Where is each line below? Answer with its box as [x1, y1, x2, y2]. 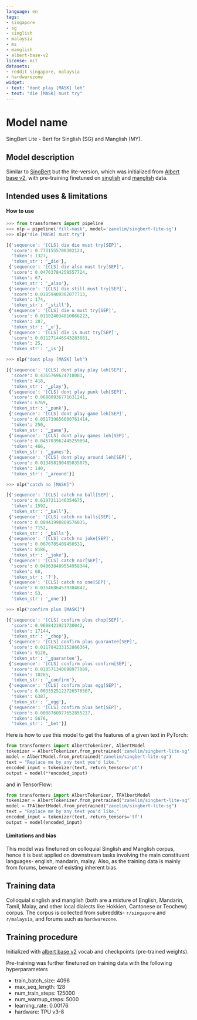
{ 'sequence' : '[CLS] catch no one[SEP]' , [8, 579, 111, 585]
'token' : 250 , [11, 421, 46, 428]
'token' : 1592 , [11, 503, 49, 509]
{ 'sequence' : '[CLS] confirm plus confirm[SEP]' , [8, 660, 133, 667]
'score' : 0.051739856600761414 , [11, 416, 91, 422]
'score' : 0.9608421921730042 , [11, 622, 85, 629]
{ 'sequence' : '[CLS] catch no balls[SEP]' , [8, 514, 117, 520]
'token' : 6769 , [11, 400, 49, 406]
